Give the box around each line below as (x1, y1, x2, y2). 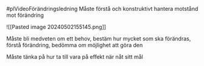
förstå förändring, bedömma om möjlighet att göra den (6, 42, 143, 48)
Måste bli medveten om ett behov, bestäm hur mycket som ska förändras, (6, 35, 191, 42)
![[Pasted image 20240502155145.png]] (6, 24, 107, 30)
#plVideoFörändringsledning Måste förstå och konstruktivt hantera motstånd (6, 5, 199, 12)
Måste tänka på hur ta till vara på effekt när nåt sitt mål (6, 53, 143, 60)
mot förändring (6, 12, 44, 19)
